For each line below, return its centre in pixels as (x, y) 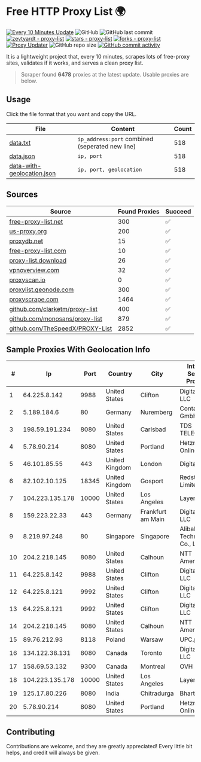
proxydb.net (26, 241)
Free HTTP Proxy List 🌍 (66, 12)
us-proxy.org (28, 231)
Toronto (151, 653)
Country (120, 374)
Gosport (152, 481)
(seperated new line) (107, 146)
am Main (152, 519)
